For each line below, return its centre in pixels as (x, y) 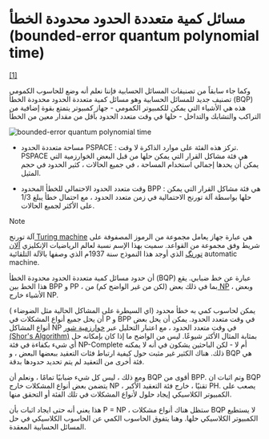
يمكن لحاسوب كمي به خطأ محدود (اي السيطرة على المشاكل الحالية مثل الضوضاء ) (132, 310)
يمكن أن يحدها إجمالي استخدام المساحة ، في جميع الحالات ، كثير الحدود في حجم (140, 164)
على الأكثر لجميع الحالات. (58, 205)
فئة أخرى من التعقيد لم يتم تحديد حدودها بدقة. (77, 361)
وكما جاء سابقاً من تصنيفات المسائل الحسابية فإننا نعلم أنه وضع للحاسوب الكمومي (130, 91)
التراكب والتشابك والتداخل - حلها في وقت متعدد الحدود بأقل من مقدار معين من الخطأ (135, 116)
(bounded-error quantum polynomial (134, 36)
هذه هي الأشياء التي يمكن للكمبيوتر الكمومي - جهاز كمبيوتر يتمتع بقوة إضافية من (128, 108)
